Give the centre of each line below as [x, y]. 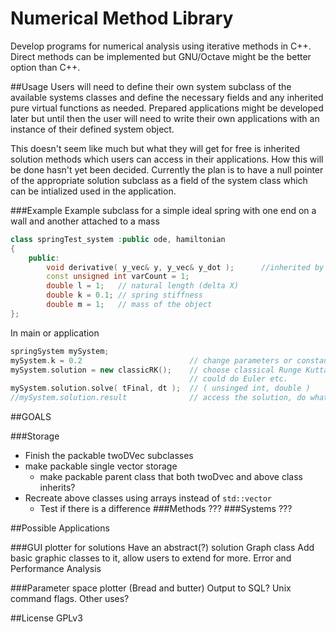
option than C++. [45, 67]
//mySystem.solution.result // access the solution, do [158, 398]
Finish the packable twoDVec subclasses [109, 456]
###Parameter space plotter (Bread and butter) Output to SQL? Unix [151, 588]
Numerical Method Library [122, 18]
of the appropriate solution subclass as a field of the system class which [159, 180]
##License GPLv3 [46, 618]
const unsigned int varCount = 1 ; [118, 277]
